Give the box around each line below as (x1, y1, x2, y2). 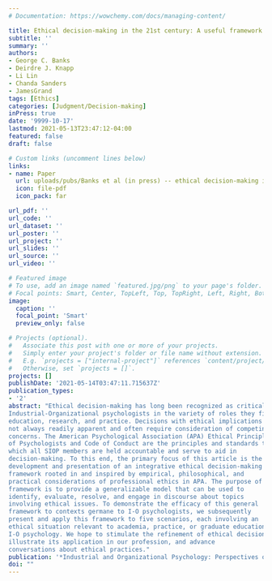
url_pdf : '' (8, 207, 49, 215)
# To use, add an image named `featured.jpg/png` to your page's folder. (8, 282, 263, 290)
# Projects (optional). (8, 334, 89, 342)
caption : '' (15, 304, 57, 312)
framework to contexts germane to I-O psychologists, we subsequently (8, 508, 252, 516)
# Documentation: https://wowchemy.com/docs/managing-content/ (8, 11, 227, 20)
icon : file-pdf (15, 184, 67, 193)
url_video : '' (8, 260, 57, 268)
